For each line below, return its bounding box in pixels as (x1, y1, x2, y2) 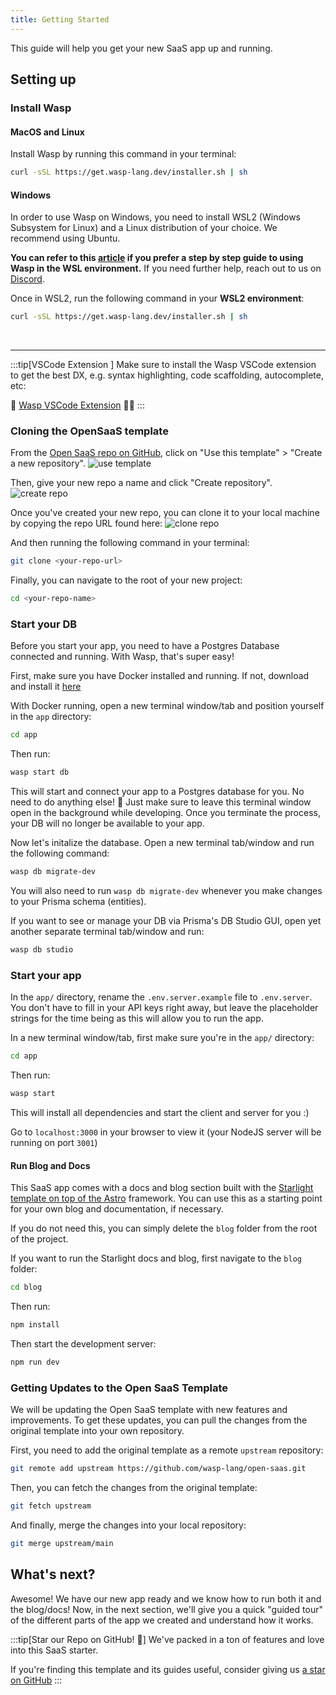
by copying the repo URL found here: (10, 517, 163, 530)
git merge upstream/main (10, 1538, 114, 1548)
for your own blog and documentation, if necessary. (10, 1203, 224, 1215)
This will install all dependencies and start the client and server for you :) (10, 1106, 310, 1118)
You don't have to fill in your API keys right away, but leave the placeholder (10, 1002, 319, 1014)
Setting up (10, 71, 77, 88)
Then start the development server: (10, 1337, 157, 1350)
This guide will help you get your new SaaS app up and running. (10, 42, 273, 54)
